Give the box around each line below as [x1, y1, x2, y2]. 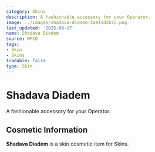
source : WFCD [6, 36, 38, 42]
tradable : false [6, 58, 46, 63]
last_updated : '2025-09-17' [6, 25, 75, 31]
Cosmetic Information [6, 124, 88, 135]
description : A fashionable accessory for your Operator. [6, 14, 151, 20]
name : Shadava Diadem [6, 31, 59, 36]
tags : [6, 42, 19, 48]
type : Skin [6, 63, 33, 69]
